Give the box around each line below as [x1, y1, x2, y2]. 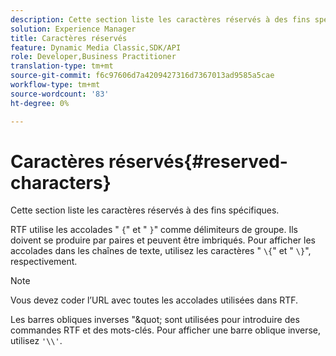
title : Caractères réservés [10, 33, 128, 43]
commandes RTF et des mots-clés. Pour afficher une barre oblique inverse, [10, 324, 322, 336]
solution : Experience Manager [10, 24, 137, 34]
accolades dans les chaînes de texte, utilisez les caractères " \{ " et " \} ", [10, 245, 312, 257]
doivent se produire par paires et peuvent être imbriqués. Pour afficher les [10, 234, 316, 246]
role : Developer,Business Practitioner [10, 52, 177, 62]
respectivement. [10, 256, 78, 268]
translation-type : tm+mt [10, 61, 114, 71]
